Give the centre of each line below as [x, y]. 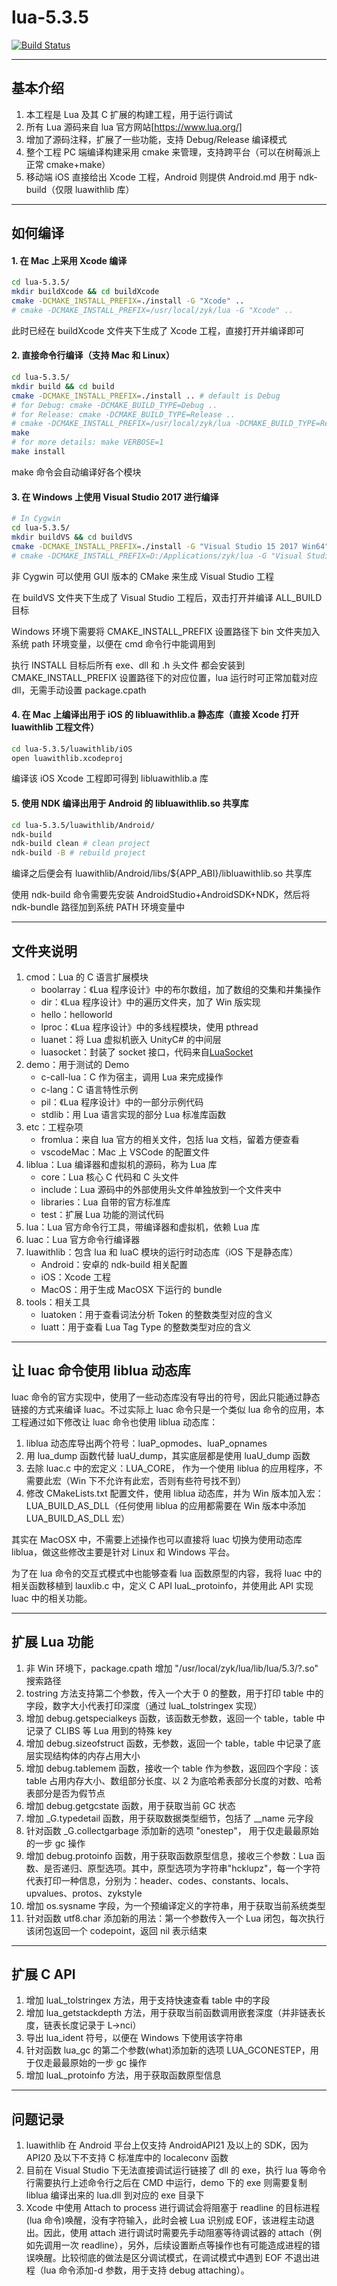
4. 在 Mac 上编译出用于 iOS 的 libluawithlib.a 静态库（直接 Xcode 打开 [155, 715]
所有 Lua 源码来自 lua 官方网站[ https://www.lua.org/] [134, 127]
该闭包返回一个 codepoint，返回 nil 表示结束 [116, 1930]
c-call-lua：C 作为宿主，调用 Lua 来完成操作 [132, 1077]
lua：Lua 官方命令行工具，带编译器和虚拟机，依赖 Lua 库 [143, 1227]
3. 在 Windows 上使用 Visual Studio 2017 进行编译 [115, 497]
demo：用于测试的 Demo [77, 1064]
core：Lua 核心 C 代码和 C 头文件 [109, 1177]
